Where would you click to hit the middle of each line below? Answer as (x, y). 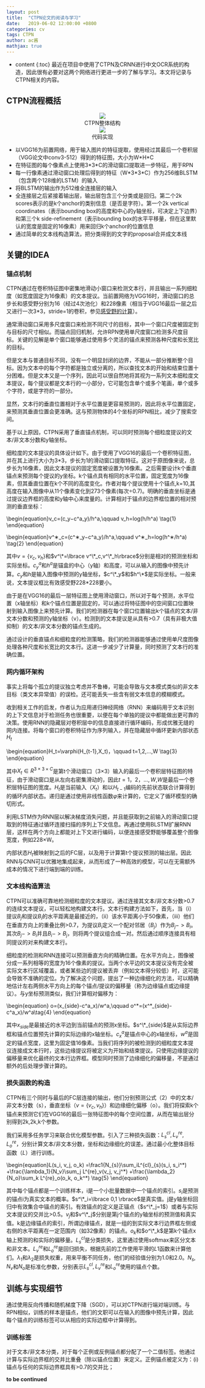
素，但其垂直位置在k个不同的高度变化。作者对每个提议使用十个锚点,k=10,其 (101, 484)
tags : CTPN (20, 35)
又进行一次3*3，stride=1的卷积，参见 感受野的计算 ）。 (74, 311)
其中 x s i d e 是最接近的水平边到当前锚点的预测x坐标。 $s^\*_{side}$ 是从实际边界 (103, 1026)
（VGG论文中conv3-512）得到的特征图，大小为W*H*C (85, 157)
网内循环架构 (25, 672)
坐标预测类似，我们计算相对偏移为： (73, 994)
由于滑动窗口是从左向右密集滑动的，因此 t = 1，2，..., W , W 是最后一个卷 (106, 779)
